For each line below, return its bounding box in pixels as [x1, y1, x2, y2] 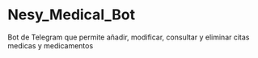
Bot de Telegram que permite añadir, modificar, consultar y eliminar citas [7, 32, 250, 42]
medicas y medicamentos [7, 40, 94, 50]
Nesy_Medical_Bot [7, 6, 135, 24]
